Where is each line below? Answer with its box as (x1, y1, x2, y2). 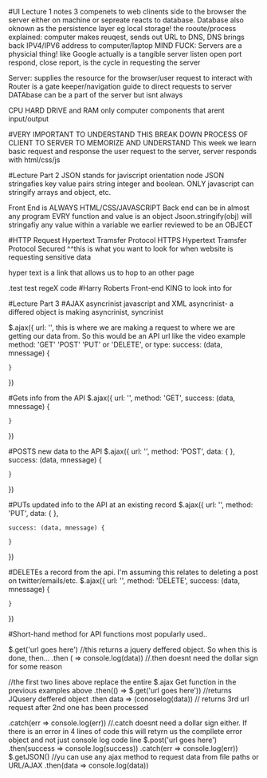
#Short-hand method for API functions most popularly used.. (8, 629, 208, 638)
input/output (8, 114, 49, 123)
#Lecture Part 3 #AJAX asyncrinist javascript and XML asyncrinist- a (8, 299, 234, 308)
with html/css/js (8, 155, 61, 165)
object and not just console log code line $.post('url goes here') (8, 735, 218, 744)
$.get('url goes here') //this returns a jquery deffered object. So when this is (8, 645, 257, 654)
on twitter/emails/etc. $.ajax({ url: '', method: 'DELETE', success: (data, (8, 576, 241, 585)
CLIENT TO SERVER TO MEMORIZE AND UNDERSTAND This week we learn (8, 138, 257, 147)
